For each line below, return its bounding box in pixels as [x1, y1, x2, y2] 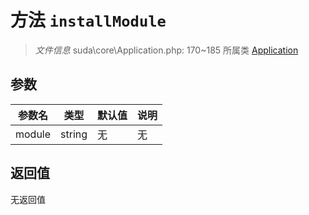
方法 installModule [10, 9, 167, 32]
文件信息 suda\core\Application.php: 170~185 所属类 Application [34, 44, 299, 56]
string [60, 127, 88, 141]
